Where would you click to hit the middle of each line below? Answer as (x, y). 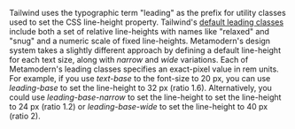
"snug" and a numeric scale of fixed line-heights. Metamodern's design (140, 41)
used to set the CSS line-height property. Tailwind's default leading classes (147, 22)
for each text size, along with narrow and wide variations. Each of (129, 60)
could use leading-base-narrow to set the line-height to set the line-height (145, 97)
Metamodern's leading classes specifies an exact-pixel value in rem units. (144, 69)
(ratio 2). (25, 116)
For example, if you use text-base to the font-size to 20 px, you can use (140, 78)
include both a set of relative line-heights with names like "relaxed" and (140, 31)
